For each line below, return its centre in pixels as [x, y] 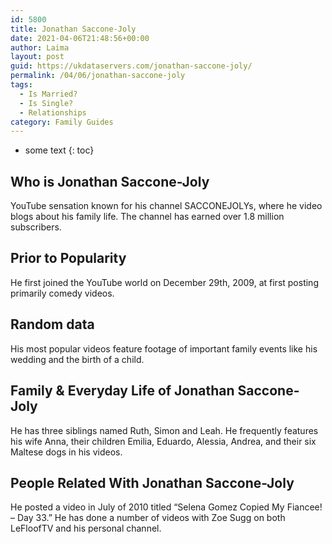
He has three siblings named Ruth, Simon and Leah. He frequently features [164, 430]
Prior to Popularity [68, 258]
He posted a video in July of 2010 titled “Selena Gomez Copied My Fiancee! [166, 507]
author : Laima [40, 47]
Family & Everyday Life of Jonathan [122, 391]
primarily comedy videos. [62, 293]
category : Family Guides [62, 122]
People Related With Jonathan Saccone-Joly [152, 482]
